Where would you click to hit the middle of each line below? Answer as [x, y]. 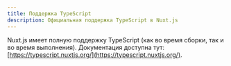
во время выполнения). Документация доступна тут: [86, 47]
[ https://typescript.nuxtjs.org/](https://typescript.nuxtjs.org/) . [95, 55]
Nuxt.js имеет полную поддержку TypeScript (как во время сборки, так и [115, 40]
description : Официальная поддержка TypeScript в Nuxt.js [93, 20]
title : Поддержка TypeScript [49, 14]
